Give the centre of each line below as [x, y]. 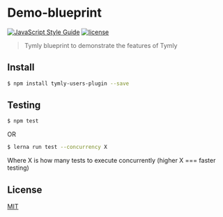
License [25, 190]
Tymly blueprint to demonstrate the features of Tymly [101, 45]
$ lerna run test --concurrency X [57, 147]
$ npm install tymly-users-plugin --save [68, 83]
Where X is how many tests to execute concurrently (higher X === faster [111, 161]
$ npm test [23, 121]
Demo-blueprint [55, 13]
